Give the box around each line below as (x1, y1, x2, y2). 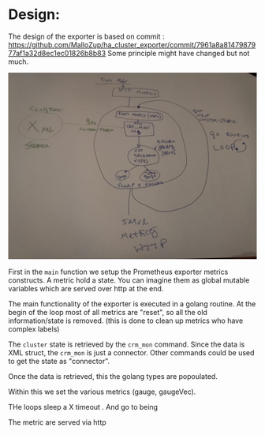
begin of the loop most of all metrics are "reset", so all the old (8, 307, 207, 317)
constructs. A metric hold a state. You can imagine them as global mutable (8, 275, 250, 285)
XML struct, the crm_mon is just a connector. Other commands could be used (8, 347, 255, 357)
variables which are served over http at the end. (8, 283, 164, 293)
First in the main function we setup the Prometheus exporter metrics (8, 267, 229, 276)
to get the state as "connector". (8, 356, 110, 366)
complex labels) (8, 324, 60, 333)
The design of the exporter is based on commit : (8, 32, 165, 41)
